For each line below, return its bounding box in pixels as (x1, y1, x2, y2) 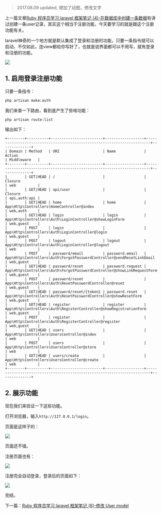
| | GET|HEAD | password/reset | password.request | (5, 264, 146, 269)
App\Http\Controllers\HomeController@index (5, 204, 95, 209)
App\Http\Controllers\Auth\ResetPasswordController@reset (5, 281, 125, 286)
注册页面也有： (5, 453, 35, 459)
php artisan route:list (5, 117, 53, 122)
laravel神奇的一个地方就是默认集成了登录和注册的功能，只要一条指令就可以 (5, 37, 154, 43)
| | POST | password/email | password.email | (5, 251, 146, 256)
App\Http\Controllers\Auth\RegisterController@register (5, 319, 120, 324)
